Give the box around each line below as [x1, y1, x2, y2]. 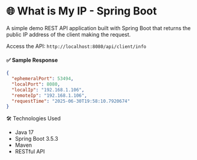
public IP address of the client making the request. [6, 31, 131, 38]
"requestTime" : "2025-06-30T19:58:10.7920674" [11, 98, 130, 104]
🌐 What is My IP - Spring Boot [6, 4, 157, 18]
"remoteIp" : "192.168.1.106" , [11, 92, 87, 99]
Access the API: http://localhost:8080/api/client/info [6, 42, 147, 49]
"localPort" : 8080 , [11, 81, 61, 87]
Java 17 [14, 129, 34, 136]
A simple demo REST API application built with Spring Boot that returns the [6, 24, 191, 31]
